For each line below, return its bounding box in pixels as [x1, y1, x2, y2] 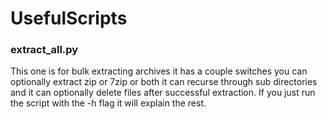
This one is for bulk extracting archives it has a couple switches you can [10, 65, 308, 77]
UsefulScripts [10, 7, 128, 30]
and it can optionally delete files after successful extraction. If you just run [10, 87, 316, 99]
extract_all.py [10, 43, 79, 57]
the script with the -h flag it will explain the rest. [10, 97, 207, 109]
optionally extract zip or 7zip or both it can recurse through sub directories [10, 76, 318, 88]
